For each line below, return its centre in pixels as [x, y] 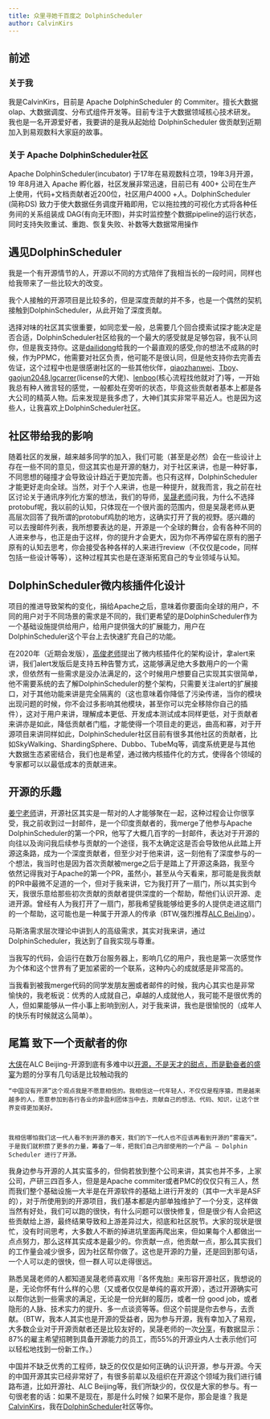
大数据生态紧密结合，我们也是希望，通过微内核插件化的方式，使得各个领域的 [135, 754]
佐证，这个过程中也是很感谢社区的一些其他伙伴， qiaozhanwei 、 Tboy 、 [126, 368]
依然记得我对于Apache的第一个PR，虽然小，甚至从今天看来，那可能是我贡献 [135, 873]
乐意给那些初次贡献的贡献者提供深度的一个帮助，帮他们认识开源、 [145, 893]
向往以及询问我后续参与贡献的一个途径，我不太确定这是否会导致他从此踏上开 [135, 843]
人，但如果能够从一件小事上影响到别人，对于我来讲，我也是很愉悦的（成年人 [135, 1005]
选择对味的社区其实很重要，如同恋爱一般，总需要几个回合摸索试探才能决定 [131, 328]
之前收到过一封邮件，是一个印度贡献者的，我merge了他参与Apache [141, 823]
